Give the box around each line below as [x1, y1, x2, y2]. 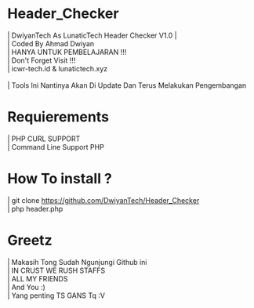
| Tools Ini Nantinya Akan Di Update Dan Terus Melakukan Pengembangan [7, 80, 247, 90]
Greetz [7, 232, 53, 249]
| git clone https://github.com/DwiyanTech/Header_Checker [7, 195, 200, 205]
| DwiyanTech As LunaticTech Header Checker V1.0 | [7, 31, 177, 40]
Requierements [7, 108, 109, 126]
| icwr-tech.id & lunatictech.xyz [7, 63, 108, 73]
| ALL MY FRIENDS [7, 274, 68, 283]
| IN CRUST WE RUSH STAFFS [7, 266, 106, 275]
